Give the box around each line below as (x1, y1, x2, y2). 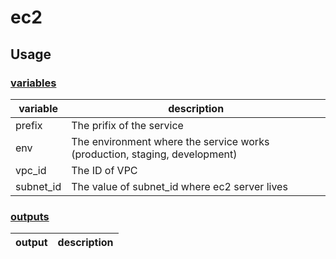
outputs (10, 209, 50, 223)
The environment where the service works (71, 134, 270, 148)
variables (10, 76, 57, 90)
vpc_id (15, 163, 47, 177)
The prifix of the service (71, 118, 184, 132)
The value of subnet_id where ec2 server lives (71, 179, 288, 193)
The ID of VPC (71, 163, 138, 177)
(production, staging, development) (71, 147, 238, 161)
